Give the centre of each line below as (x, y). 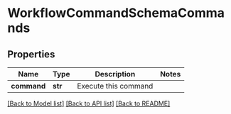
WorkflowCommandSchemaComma (116, 13)
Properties (31, 54)
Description (115, 74)
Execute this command (115, 86)
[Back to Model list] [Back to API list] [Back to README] (89, 103)
